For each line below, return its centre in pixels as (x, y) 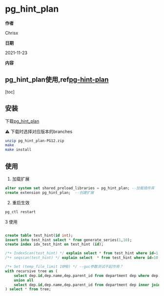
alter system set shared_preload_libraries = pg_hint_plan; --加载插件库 (80, 188)
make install (18, 150)
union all (24, 280)
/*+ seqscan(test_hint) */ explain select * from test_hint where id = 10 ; (83, 258)
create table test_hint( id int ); (39, 235)
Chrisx (12, 33)
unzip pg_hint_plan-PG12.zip (35, 141)
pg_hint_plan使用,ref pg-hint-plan (57, 80)
